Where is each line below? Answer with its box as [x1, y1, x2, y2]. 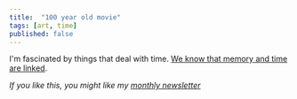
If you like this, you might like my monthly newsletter [9, 80, 202, 91]
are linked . [9, 63, 48, 73]
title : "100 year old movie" [9, 12, 122, 22]
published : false [9, 29, 74, 38]
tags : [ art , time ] [9, 21, 77, 30]
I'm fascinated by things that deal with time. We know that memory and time [9, 54, 288, 65]
